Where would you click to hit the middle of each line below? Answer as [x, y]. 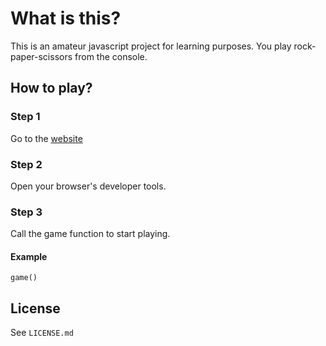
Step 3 [26, 212]
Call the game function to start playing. [90, 234]
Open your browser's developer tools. [88, 186]
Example [29, 256]
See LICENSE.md [42, 333]
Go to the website [46, 138]
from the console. [111, 56]
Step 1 [25, 117]
